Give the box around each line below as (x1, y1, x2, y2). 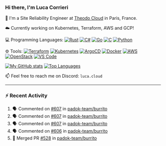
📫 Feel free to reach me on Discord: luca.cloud (5, 73, 103, 79)
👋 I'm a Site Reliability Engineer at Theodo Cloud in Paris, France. (5, 15, 137, 21)
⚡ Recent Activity (5, 92, 48, 99)
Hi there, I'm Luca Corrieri (5, 4, 68, 11)
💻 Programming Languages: (5, 37, 64, 43)
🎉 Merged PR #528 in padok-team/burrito (12, 135, 97, 141)
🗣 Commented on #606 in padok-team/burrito (12, 128, 108, 134)
